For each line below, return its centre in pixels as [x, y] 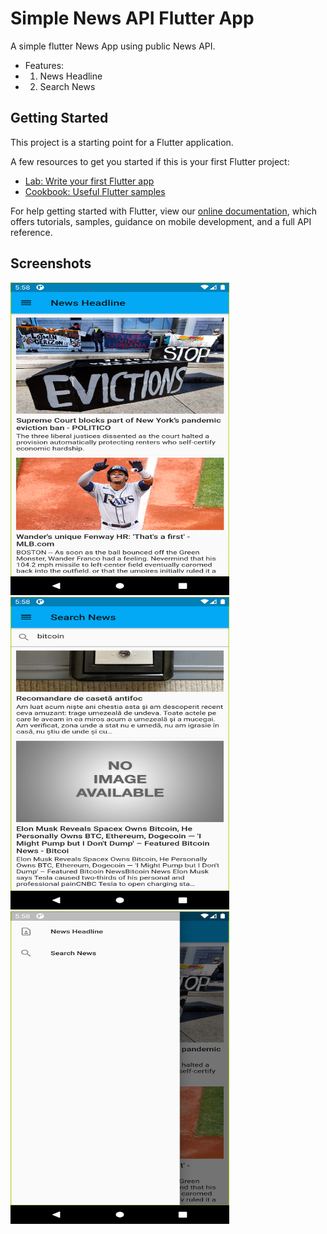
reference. [31, 232]
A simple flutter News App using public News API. [113, 46]
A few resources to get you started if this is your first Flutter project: [150, 161]
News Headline [71, 76]
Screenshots [51, 263]
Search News [67, 86]
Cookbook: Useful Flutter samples [95, 191]
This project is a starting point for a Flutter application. [122, 142]
